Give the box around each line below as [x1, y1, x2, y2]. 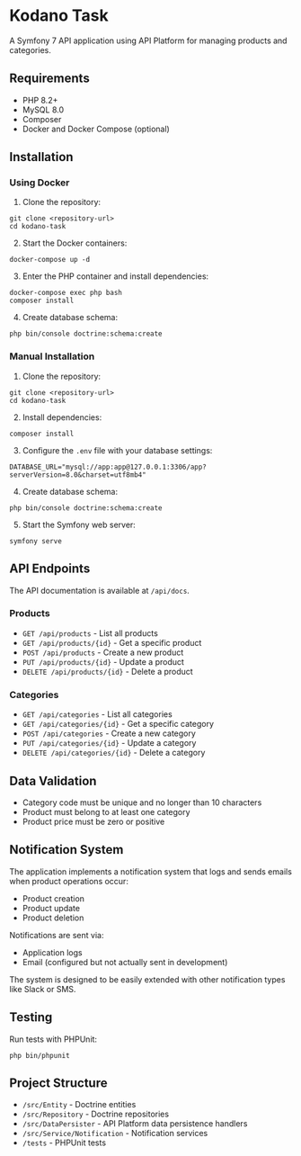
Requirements [9, 71, 90, 86]
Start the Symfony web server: [22, 519, 137, 530]
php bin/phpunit [9, 1051, 70, 1060]
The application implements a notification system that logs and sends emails [9, 865, 292, 877]
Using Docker [9, 176, 70, 189]
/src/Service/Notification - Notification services [22, 1128, 208, 1139]
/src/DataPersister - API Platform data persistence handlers [22, 1118, 248, 1129]
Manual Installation [9, 350, 95, 363]
